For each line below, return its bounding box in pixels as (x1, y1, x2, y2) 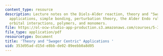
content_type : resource (5, 7, 53, 12)
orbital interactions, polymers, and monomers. (9, 20, 108, 26)
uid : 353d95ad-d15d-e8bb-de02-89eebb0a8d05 (5, 43, 95, 48)
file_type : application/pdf (5, 30, 62, 35)
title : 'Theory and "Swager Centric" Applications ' (5, 39, 114, 44)
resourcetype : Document (5, 35, 53, 39)
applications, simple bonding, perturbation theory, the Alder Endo (9, 16, 151, 21)
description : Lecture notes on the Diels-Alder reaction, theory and (5, 12, 149, 17)
